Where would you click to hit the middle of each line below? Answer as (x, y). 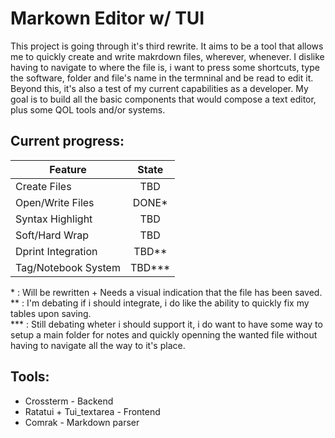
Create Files (43, 186)
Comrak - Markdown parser (82, 422)
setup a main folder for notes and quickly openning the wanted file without (164, 334)
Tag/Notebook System (68, 267)
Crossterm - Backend (69, 401)
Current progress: (67, 141)
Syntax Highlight (54, 219)
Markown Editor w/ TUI (107, 18)
